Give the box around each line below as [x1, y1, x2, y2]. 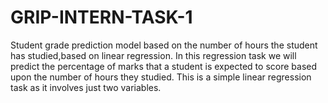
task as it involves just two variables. [10, 81, 162, 93]
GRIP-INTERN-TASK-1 [10, 6, 193, 29]
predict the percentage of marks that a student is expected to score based [10, 60, 317, 72]
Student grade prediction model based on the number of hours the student [10, 39, 318, 51]
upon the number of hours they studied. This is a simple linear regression [10, 71, 312, 83]
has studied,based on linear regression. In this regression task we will [10, 49, 297, 61]
